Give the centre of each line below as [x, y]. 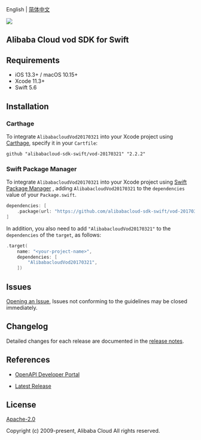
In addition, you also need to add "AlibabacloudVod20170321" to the [89, 228]
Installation [28, 107]
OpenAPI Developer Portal [47, 374]
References [28, 360]
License [21, 405]
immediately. [22, 308]
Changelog [27, 327]
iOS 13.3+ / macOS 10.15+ [46, 75]
